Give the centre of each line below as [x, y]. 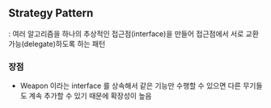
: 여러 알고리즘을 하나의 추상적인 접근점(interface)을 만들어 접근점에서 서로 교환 [133, 33]
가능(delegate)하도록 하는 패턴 [57, 44]
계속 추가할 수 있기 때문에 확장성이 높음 [90, 96]
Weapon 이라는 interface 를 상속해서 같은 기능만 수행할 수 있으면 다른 [130, 86]
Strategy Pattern [51, 13]
